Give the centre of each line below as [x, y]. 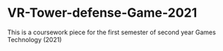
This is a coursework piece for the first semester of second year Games [112, 32]
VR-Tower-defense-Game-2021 [102, 13]
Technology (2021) [35, 39]
